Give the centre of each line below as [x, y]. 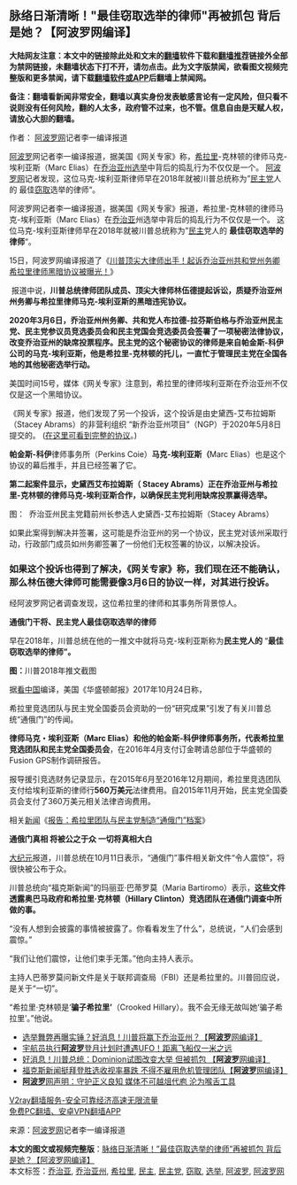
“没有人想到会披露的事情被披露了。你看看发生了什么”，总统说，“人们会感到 [146, 929]
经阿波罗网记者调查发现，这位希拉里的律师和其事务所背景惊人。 [125, 603]
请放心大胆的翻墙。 [44, 119]
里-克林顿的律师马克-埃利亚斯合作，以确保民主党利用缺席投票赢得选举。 [141, 495]
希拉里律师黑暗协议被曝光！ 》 [63, 271]
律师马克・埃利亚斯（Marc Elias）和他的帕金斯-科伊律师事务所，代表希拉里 [147, 739]
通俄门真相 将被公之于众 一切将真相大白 [81, 839]
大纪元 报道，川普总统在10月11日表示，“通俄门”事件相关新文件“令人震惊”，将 [147, 858]
